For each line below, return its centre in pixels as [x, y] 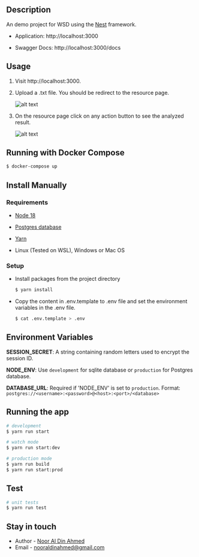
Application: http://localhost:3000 [57, 36]
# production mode [29, 459]
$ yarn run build [28, 465]
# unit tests [22, 502]
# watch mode [22, 442]
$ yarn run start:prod [34, 470]
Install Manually [37, 185]
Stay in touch [31, 527]
